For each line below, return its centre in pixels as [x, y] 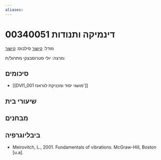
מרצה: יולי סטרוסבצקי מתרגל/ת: [35, 58]
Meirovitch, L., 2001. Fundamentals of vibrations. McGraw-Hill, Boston [84, 147]
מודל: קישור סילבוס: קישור [29, 48]
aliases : [14, 10]
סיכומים [17, 74]
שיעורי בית [21, 101]
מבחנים [17, 118]
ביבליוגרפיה [23, 135]
